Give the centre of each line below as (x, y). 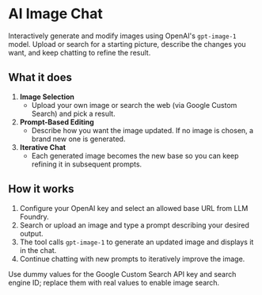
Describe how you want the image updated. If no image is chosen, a (142, 130)
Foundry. (34, 216)
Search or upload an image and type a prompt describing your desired (134, 225)
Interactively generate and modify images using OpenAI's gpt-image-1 (122, 36)
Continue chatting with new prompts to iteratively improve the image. (132, 259)
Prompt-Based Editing (57, 122)
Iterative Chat (42, 147)
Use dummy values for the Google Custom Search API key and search (122, 274)
